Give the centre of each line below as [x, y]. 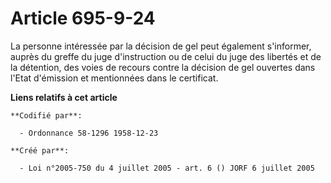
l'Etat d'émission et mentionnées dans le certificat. [114, 78]
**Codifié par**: [46, 115]
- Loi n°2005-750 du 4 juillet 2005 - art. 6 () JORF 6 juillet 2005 [167, 168]
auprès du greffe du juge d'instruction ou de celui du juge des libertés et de [166, 56]
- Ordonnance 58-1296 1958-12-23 [89, 133]
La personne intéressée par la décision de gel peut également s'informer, [161, 46]
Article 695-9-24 [83, 18]
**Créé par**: [40, 150]
